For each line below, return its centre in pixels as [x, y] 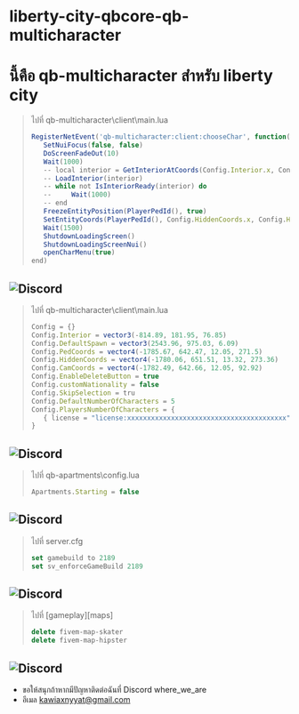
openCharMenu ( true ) [79, 253]
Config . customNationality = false [95, 385]
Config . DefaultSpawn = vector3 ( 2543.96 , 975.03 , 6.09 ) [135, 343]
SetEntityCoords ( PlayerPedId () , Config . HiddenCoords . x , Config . [165, 220]
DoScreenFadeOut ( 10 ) [81, 153]
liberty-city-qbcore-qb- [99, 16]
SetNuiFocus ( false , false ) [93, 145]
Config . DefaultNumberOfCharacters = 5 [103, 401]
